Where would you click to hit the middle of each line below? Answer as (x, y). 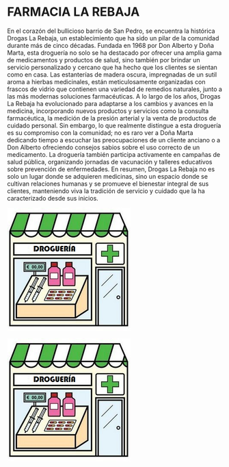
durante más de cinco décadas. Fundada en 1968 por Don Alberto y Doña (110, 45)
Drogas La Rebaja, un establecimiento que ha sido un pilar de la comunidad (113, 38)
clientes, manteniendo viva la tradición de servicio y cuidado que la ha (106, 191)
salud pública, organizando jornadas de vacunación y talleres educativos (110, 162)
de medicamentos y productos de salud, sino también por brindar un (104, 60)
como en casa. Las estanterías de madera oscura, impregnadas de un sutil (112, 74)
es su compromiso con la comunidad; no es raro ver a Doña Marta (100, 132)
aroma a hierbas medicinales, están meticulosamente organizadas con (106, 81)
